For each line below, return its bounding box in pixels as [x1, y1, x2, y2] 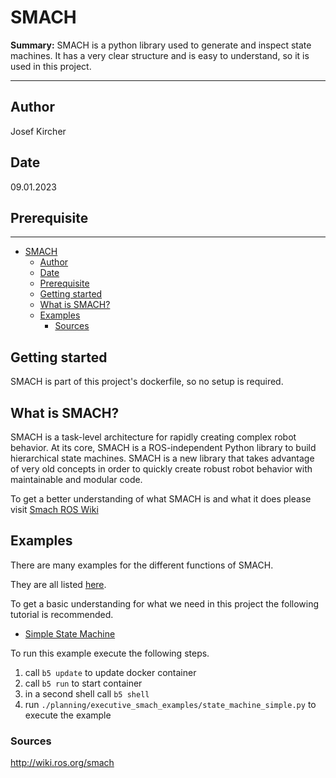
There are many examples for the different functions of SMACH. [10, 559, 274, 571]
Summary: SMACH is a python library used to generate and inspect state [10, 39, 312, 51]
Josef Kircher [10, 125, 67, 137]
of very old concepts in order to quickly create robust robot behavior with [10, 463, 313, 475]
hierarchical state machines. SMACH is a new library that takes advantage [10, 452, 315, 464]
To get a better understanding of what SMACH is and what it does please [10, 493, 312, 505]
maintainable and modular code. [10, 474, 143, 485]
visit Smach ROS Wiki [10, 504, 99, 515]
